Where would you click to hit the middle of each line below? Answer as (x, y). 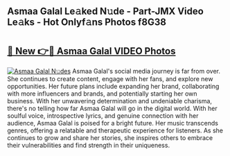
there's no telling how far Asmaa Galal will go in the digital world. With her (112, 108)
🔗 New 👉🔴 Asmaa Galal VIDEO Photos (91, 51)
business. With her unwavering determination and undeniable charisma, (110, 101)
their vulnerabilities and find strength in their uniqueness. (89, 145)
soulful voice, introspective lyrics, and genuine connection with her (103, 116)
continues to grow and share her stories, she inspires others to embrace (110, 138)
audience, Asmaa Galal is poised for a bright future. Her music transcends (113, 123)
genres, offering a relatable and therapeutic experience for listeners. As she (115, 130)
